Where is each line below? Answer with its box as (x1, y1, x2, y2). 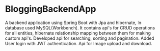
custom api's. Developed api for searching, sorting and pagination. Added (5, 35, 155, 41)
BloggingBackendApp (5, 3, 97, 15)
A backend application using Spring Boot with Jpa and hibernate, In (5, 20, 141, 25)
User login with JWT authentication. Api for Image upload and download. (5, 40, 152, 46)
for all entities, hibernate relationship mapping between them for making (5, 30, 151, 36)
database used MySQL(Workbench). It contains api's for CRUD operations (5, 25, 155, 30)
